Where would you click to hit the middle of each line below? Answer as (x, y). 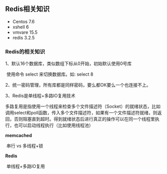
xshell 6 (21, 27)
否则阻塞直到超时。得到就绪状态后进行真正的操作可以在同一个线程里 (84, 119)
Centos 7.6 (24, 21)
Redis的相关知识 (25, 51)
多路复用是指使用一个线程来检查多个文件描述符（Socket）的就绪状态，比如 (83, 106)
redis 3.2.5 (24, 37)
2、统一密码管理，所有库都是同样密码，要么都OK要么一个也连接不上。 (78, 85)
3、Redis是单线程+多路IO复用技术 (40, 96)
